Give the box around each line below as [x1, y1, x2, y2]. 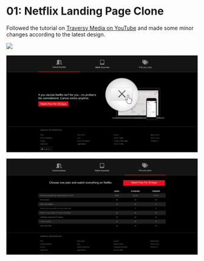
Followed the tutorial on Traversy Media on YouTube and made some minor [6, 24, 194, 32]
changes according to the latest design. [6, 30, 106, 38]
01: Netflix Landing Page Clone [6, 4, 164, 18]
